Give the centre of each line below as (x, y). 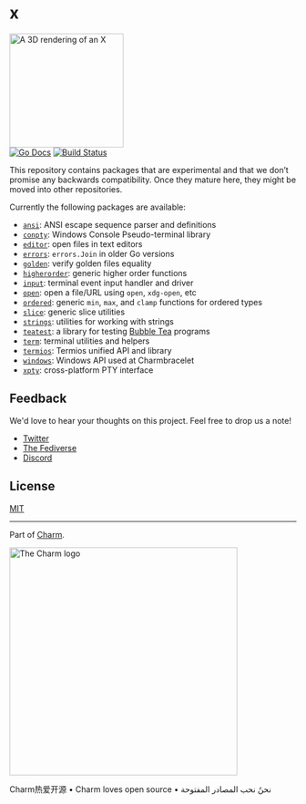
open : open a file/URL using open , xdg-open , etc (110, 292)
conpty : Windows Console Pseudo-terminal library (117, 234)
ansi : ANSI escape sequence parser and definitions (119, 224)
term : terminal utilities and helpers (86, 341)
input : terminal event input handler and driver (108, 283)
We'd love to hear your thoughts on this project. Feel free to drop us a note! (150, 420)
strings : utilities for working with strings (98, 321)
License (32, 486)
